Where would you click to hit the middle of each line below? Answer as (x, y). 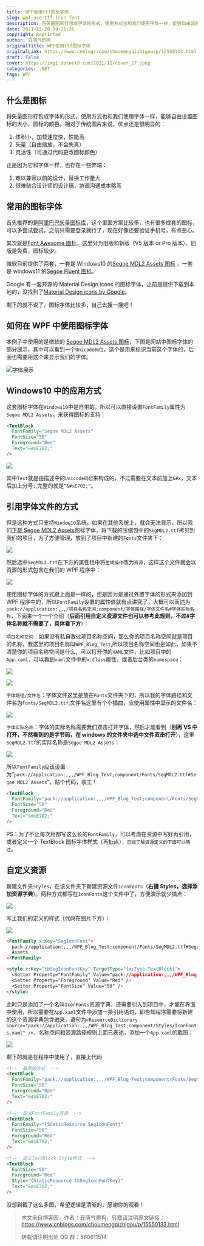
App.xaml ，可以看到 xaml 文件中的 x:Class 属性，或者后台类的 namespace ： (95, 659)
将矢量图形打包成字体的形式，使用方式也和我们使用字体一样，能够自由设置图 (102, 116)
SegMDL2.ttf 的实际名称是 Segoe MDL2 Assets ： (63, 742)
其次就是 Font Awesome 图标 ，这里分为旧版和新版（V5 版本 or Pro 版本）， (99, 243)
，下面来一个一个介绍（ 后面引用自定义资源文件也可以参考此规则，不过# (100, 615)
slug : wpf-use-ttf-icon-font (43, 18)
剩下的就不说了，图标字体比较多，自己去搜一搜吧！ (70, 305)
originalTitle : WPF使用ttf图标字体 (49, 46)
